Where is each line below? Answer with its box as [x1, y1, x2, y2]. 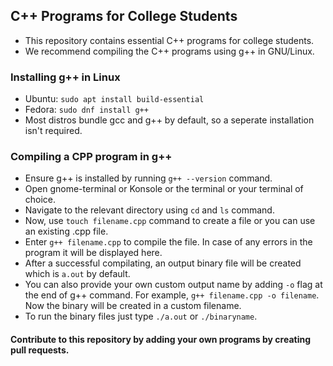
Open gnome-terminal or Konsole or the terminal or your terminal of [24, 183, 304, 195]
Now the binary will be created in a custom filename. [24, 300, 242, 312]
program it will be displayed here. [24, 247, 163, 259]
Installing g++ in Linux [10, 70, 121, 84]
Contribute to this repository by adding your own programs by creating [10, 334, 312, 345]
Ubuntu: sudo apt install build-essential [24, 93, 205, 105]
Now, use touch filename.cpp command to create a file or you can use [24, 215, 316, 227]
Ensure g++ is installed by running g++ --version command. [24, 172, 273, 184]
